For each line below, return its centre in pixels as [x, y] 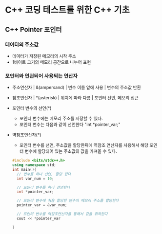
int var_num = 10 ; [35, 179]
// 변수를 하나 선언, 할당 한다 [44, 174]
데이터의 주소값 [22, 44]
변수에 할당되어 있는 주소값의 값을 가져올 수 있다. [71, 151]
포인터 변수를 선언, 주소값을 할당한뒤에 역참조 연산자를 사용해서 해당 [84, 145]
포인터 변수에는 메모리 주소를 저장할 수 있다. [61, 118]
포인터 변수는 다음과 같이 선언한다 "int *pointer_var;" [70, 125]
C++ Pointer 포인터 [33, 29]
